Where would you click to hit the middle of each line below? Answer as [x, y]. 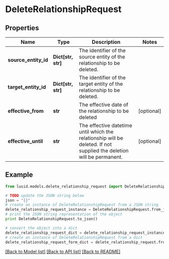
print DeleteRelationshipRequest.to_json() [52, 219]
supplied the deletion [104, 151]
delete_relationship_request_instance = [48, 210]
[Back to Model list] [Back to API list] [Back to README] [63, 252]
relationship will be [101, 138]
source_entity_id [28, 60]
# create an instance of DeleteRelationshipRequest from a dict [74, 237]
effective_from [26, 111]
